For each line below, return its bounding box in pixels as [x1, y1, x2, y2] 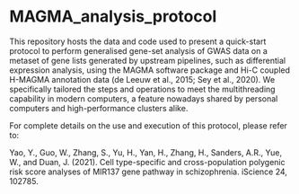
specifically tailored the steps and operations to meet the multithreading [9, 84, 276, 94]
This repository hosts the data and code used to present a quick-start [9, 36, 267, 47]
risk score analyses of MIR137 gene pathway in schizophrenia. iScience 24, [9, 166, 287, 177]
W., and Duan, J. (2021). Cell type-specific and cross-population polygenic [9, 156, 286, 167]
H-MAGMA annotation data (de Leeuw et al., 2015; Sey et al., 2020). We [9, 74, 276, 84]
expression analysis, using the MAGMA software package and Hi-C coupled [9, 65, 290, 75]
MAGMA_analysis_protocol [9, 6, 217, 27]
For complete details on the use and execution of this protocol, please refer [9, 119, 287, 131]
